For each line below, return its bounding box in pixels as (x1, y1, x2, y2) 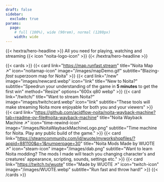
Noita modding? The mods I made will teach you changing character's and (5, 151, 155, 157)
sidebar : (5, 12, 23, 17)
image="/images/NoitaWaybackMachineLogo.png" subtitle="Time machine (5, 125, 157, 131)
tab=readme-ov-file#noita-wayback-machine (5, 114, 97, 120)
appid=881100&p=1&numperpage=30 (5, 140, 81, 146)
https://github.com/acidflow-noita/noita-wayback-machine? (35, 109, 156, 115)
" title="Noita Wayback (96, 114, 143, 120)
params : (5, 21, 21, 26)
